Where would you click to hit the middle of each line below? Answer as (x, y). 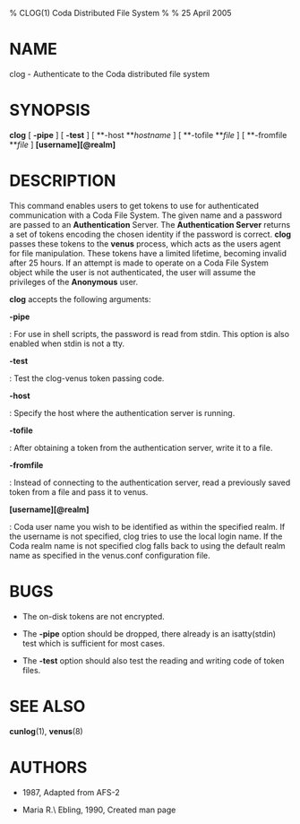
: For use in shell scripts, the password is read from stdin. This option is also (149, 334)
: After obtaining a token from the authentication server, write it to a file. (141, 447)
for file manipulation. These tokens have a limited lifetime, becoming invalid (148, 253)
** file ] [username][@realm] (63, 144)
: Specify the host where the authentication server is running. (122, 412)
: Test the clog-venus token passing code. (87, 378)
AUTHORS (48, 767)
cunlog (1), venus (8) (46, 731)
